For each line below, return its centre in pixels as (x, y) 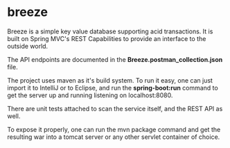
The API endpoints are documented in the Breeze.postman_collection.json (115, 59)
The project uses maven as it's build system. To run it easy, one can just (110, 80)
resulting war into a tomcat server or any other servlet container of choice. (114, 137)
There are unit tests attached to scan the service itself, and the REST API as (115, 108)
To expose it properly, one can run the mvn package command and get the (114, 129)
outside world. (28, 46)
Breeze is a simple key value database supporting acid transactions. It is (110, 31)
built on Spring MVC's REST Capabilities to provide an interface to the (107, 38)
